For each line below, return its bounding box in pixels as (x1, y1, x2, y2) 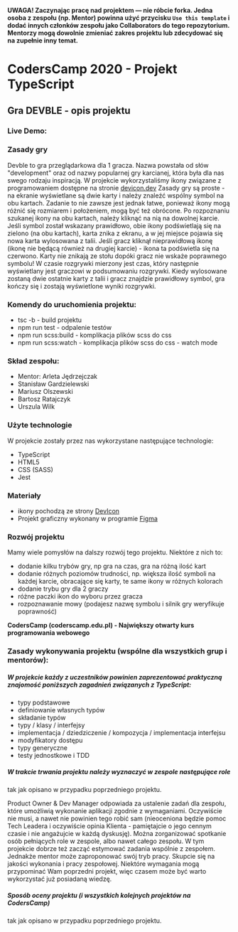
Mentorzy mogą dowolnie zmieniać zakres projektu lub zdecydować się (7, 28, 224, 37)
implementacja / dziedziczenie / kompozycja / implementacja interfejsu (17, 729, 226, 737)
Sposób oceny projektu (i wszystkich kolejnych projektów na (7, 891, 191, 899)
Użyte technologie (7, 420, 72, 430)
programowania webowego (7, 628, 90, 637)
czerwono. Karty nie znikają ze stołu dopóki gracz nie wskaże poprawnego (7, 252, 227, 260)
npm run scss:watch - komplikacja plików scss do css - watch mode (17, 338, 218, 347)
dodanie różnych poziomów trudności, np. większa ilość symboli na (17, 569, 216, 578)
